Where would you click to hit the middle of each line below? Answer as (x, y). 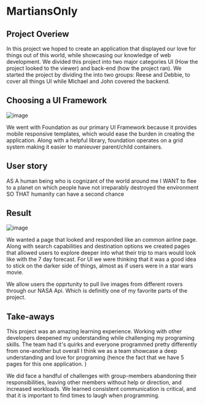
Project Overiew (38, 34)
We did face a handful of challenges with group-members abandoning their (102, 376)
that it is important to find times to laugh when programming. (83, 395)
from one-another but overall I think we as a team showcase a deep (92, 351)
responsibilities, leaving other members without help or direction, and (94, 382)
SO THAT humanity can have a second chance (65, 194)
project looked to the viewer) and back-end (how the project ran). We (94, 68)
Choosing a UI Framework (57, 100)
